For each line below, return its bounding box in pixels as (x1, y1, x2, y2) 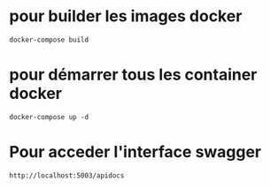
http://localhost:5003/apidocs (9, 170, 125, 180)
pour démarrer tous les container (9, 64, 258, 85)
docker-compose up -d (9, 112, 89, 121)
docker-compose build (9, 35, 89, 44)
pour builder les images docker (9, 6, 243, 26)
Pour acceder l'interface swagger (9, 142, 262, 163)
